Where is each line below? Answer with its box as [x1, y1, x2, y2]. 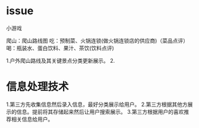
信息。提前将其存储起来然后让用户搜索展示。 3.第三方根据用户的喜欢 [16, 108, 184, 115]
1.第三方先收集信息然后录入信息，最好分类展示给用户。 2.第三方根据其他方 [6, 101, 188, 108]
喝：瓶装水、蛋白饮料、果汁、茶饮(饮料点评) [6, 44, 115, 52]
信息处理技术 [6, 80, 70, 94]
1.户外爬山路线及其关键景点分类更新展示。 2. [6, 57, 115, 64]
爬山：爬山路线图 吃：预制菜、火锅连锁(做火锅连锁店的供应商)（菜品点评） [6, 37, 189, 44]
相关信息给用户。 [11, 116, 53, 123]
